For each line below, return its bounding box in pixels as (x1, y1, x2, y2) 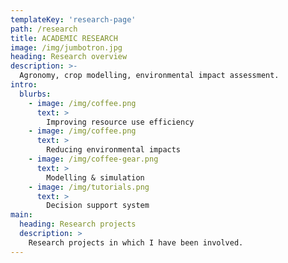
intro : (10, 80, 38, 90)
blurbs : (19, 89, 52, 99)
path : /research (10, 24, 78, 34)
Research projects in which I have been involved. (28, 237, 244, 248)
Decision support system (46, 201, 150, 211)
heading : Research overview (10, 52, 128, 62)
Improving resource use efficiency (46, 117, 195, 127)
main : (10, 210, 33, 220)
